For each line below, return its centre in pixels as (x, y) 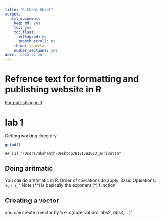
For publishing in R (24, 103)
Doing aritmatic (29, 168)
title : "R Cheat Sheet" (29, 9)
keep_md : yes (27, 23)
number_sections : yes (36, 50)
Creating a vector (32, 201)
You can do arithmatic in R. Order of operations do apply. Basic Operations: (80, 180)
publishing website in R (53, 89)
